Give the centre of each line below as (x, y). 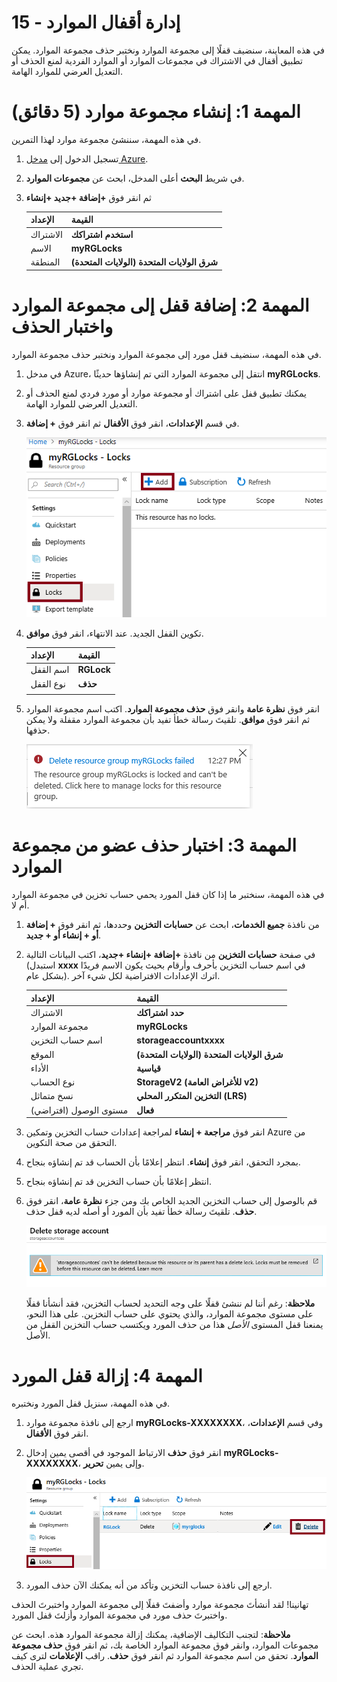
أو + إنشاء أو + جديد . (63, 935)
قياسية (148, 1068)
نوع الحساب (53, 1082)
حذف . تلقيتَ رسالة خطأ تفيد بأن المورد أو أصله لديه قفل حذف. (141, 1212)
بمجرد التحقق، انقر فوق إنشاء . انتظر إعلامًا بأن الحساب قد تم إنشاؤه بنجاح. (163, 1162)
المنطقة (45, 262)
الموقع (42, 1054)
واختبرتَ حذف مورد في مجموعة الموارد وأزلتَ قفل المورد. (119, 1615)
